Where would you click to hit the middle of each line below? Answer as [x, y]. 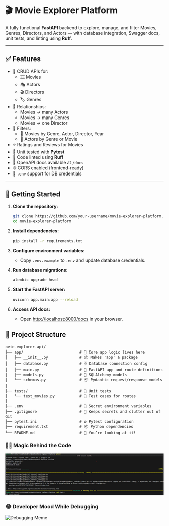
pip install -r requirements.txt [48, 241]
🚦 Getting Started [33, 194]
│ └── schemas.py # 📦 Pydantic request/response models [84, 380]
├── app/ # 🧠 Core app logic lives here [75, 352]
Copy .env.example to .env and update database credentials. [83, 260]
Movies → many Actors [44, 112]
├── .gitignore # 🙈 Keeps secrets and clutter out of [83, 411]
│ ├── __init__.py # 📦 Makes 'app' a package [72, 357]
